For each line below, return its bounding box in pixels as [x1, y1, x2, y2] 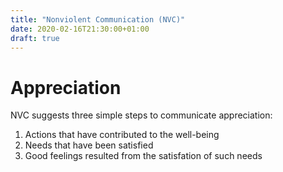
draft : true [10, 33, 60, 43]
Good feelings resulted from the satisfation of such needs [24, 150, 263, 162]
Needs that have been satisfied [24, 139, 154, 151]
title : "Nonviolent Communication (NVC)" [10, 14, 186, 25]
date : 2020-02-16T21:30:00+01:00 [10, 24, 150, 34]
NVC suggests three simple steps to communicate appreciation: [10, 109, 273, 121]
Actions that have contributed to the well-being [24, 129, 220, 141]
